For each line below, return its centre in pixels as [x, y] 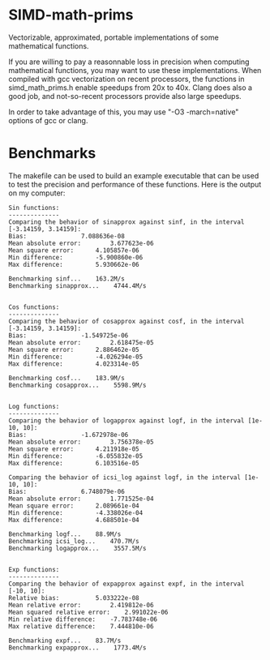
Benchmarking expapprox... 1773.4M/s [78, 647]
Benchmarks [52, 154]
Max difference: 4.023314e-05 [74, 364]
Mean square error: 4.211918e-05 [74, 449]
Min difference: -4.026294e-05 [76, 357]
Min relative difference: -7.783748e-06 [83, 619]
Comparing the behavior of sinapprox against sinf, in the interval [126, 222]
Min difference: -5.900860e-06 [76, 257]
